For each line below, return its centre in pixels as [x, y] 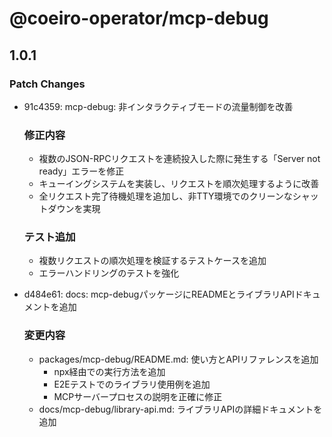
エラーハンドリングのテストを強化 [109, 273]
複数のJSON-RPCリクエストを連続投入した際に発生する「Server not [179, 159]
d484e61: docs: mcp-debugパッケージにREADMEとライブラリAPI [159, 294]
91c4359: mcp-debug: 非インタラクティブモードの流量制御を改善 [158, 106]
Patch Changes [47, 84]
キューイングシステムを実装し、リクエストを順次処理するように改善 [179, 184]
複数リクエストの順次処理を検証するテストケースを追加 [152, 261]
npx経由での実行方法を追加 [109, 371]
